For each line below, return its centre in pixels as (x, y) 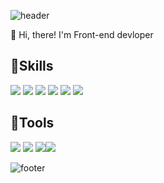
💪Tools (32, 123)
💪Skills (32, 66)
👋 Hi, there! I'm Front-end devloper (82, 34)
